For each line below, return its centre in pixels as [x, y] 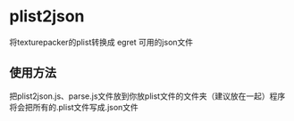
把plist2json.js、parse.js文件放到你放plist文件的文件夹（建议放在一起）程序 [147, 96]
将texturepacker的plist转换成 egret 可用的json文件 [101, 42]
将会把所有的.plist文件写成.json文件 [74, 107]
